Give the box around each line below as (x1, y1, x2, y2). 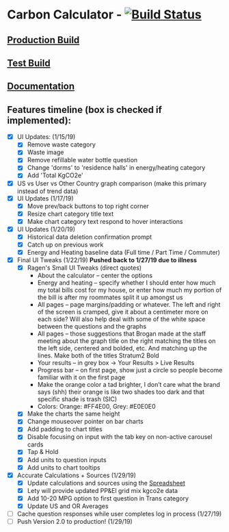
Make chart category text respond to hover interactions (27, 217, 183, 225)
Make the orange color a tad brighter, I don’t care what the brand (37, 381, 221, 389)
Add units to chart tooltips (27, 463, 100, 472)
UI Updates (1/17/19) (16, 194, 74, 202)
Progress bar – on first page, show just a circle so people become (37, 366, 223, 375)
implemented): (7, 114, 72, 126)
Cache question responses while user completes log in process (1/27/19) (16, 509, 222, 518)
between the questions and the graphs (37, 322, 147, 331)
